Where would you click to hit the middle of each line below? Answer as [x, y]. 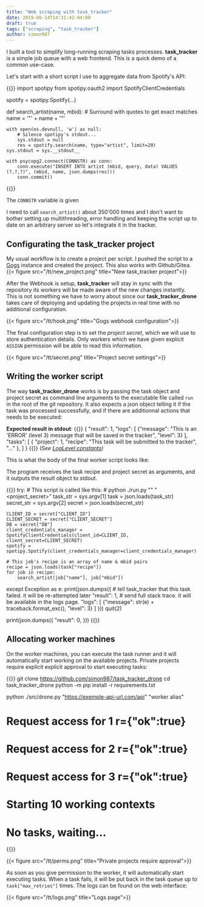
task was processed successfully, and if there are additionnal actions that [98, 410]
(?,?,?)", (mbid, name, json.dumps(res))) [61, 172]
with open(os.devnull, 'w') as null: [54, 129]
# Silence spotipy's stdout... [57, 135]
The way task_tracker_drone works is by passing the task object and [93, 391]
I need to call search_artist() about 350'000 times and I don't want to [95, 212]
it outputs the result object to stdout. [52, 478]
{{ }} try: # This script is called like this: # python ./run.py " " [80, 490]
